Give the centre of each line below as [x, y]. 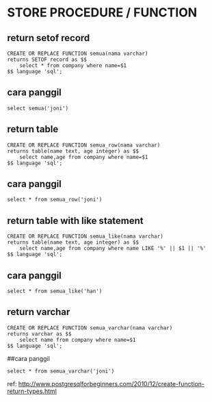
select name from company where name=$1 [78, 340]
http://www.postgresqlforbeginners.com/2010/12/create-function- [111, 384]
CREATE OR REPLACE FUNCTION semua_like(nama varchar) [85, 237]
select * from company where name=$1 [73, 66]
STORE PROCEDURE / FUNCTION [102, 13]
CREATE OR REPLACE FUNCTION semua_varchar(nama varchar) [90, 328]
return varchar [39, 312]
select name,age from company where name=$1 [84, 157]
